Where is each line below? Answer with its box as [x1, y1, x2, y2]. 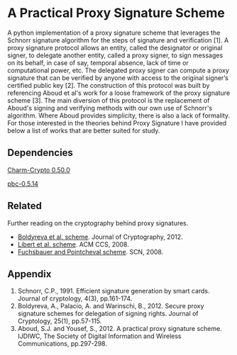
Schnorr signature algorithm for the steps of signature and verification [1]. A [7, 35, 229, 44]
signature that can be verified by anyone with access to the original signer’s [7, 73, 228, 82]
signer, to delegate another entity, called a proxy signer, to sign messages [7, 51, 224, 60]
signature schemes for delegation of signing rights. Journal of [17, 310, 199, 318]
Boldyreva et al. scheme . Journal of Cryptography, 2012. [17, 232, 183, 241]
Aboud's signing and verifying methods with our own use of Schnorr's [7, 103, 213, 112]
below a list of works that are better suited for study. [7, 126, 160, 135]
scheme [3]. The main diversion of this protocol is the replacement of [7, 96, 210, 104]
